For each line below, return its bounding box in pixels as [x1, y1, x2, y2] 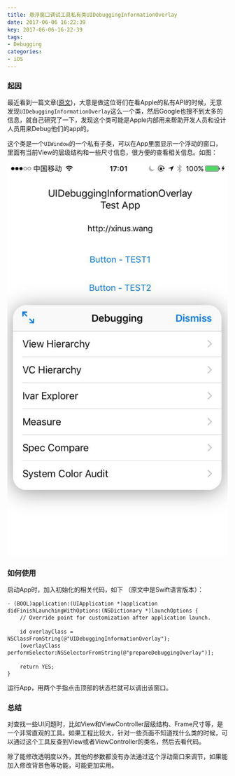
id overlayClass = [20, 628, 73, 636]
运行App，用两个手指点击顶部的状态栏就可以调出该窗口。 [7, 683, 173, 692]
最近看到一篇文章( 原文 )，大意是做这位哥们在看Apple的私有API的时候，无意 [7, 98, 222, 107]
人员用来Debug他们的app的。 [7, 125, 93, 133]
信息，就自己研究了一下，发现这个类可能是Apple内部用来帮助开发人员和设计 [7, 116, 227, 124]
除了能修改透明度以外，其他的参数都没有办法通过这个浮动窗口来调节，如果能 [7, 752, 228, 761]
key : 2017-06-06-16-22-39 [7, 26, 83, 33]
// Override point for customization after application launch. [20, 614, 211, 622]
